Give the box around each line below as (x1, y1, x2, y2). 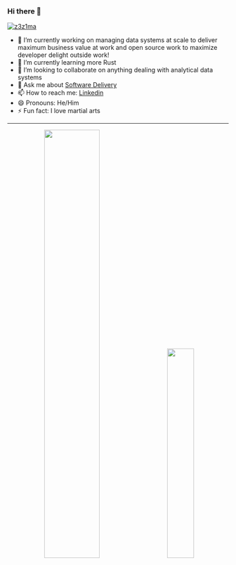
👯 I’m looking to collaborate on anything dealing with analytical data (17, 66, 214, 74)
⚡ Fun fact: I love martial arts (17, 107, 100, 115)
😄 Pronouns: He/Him (17, 98, 79, 108)
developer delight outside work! (17, 51, 110, 59)
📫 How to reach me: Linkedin (17, 89, 104, 97)
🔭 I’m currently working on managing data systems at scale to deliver (17, 36, 218, 44)
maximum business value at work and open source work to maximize (17, 44, 218, 52)
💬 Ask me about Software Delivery (17, 81, 117, 89)
